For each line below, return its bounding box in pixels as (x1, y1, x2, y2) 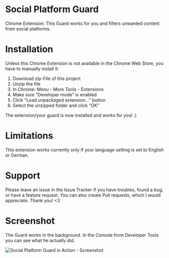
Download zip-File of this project (12, 75, 81, 82)
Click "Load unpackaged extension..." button (12, 97, 106, 103)
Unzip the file (12, 81, 41, 87)
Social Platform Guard (5, 4, 99, 15)
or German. (5, 152, 29, 158)
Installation (5, 44, 53, 55)
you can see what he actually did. (5, 237, 75, 243)
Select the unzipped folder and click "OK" (12, 102, 100, 108)
